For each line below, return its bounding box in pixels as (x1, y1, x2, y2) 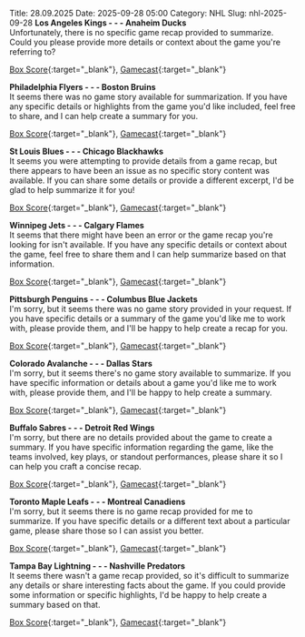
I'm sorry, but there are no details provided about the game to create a (9, 432, 272, 442)
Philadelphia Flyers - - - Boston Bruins (9, 82, 156, 92)
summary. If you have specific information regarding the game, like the (9, 441, 274, 452)
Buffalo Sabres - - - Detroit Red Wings (9, 422, 155, 433)
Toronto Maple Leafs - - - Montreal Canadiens (9, 496, 186, 507)
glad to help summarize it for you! (9, 185, 135, 195)
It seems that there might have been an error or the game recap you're (9, 229, 274, 240)
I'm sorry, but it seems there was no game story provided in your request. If (9, 304, 292, 314)
